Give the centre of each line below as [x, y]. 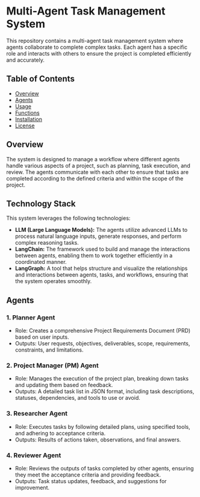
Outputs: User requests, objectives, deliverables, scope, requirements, [102, 344]
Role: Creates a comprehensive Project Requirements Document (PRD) [103, 331]
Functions [27, 112]
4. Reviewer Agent [34, 455]
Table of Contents [41, 79]
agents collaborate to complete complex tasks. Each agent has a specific [97, 47]
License [25, 126]
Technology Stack [41, 204]
